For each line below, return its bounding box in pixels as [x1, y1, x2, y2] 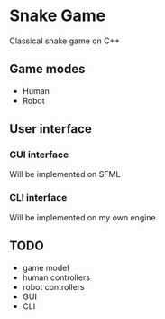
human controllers [22, 272, 90, 283]
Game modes [9, 61, 86, 77]
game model [22, 262, 69, 273]
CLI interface [9, 192, 68, 204]
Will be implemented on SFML [9, 169, 121, 180]
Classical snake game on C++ [9, 35, 121, 46]
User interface [9, 121, 92, 136]
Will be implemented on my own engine [9, 211, 156, 222]
